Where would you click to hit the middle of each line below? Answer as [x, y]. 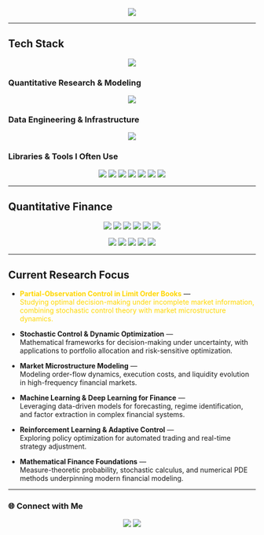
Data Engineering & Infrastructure [74, 119]
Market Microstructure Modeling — [78, 366]
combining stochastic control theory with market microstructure [123, 310]
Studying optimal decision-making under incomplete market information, [137, 302]
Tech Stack [36, 44]
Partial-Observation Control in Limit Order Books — [105, 294]
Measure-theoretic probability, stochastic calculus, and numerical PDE [134, 470]
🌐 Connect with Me [46, 506]
